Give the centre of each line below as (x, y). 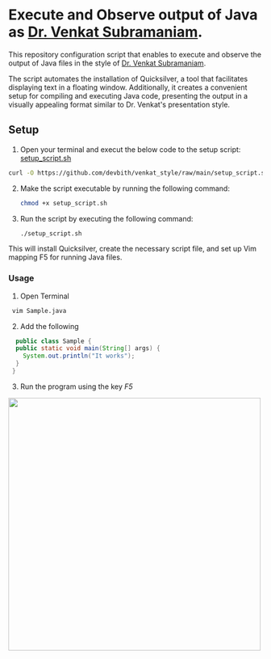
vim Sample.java (39, 310)
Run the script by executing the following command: (106, 218)
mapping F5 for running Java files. (65, 257)
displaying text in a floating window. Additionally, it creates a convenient (128, 87)
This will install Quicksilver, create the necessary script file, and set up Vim (132, 249)
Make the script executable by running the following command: (125, 188)
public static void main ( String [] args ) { (88, 349)
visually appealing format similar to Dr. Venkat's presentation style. (119, 104)
